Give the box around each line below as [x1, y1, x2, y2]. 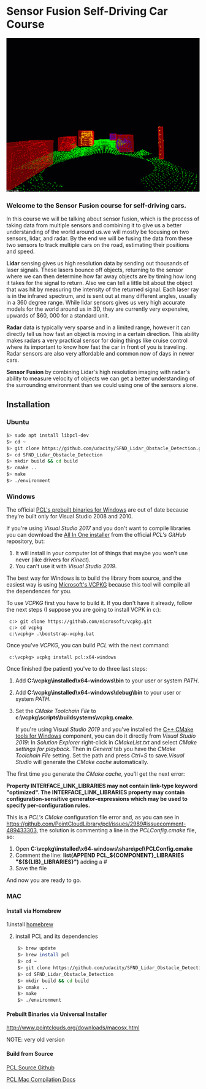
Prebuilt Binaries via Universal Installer [6, 1010, 107, 1018]
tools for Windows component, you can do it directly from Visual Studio [15, 732, 196, 740]
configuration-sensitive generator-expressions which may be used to [6, 795, 188, 803]
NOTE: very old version [6, 1036, 66, 1044]
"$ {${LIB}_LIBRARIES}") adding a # [15, 858, 107, 865]
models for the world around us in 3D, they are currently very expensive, [6, 305, 189, 313]
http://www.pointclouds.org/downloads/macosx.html [6, 1024, 140, 1031]
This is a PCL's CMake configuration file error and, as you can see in [6, 814, 180, 821]
